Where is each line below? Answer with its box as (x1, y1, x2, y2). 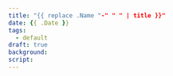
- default (15, 33, 48, 42)
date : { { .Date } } (8, 19, 69, 27)
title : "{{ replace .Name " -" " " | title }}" (8, 11, 166, 20)
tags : (8, 26, 26, 34)
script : (8, 56, 34, 64)
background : (8, 48, 48, 56)
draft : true (8, 41, 48, 49)
